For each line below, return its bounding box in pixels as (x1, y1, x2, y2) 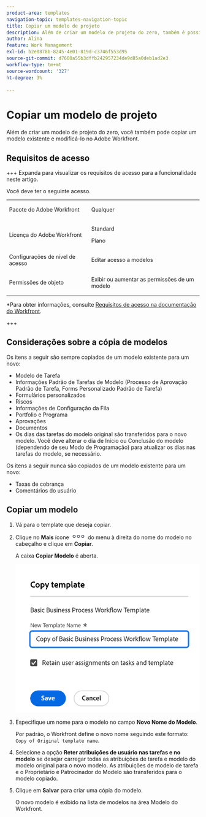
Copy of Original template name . (15, 737, 100, 745)
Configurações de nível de (9, 253, 75, 260)
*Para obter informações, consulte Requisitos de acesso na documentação (6, 301, 197, 308)
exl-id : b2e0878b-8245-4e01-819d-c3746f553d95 (6, 49, 128, 55)
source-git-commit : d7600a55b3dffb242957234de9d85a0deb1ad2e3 (6, 55, 169, 61)
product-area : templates (6, 10, 70, 16)
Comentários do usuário (15, 486, 77, 494)
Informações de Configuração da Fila (15, 404, 110, 412)
